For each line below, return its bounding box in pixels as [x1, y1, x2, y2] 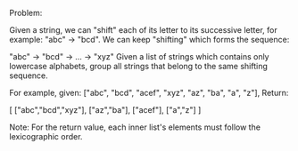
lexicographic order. [9, 131, 83, 141]
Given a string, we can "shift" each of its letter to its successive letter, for [9, 25, 278, 35]
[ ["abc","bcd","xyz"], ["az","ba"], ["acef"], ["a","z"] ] [9, 105, 202, 115]
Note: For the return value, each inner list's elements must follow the [9, 122, 261, 132]
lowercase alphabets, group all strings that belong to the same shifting [9, 61, 268, 71]
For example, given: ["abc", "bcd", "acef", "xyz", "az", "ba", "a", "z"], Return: [9, 88, 289, 98]
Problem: [9, 8, 43, 18]
